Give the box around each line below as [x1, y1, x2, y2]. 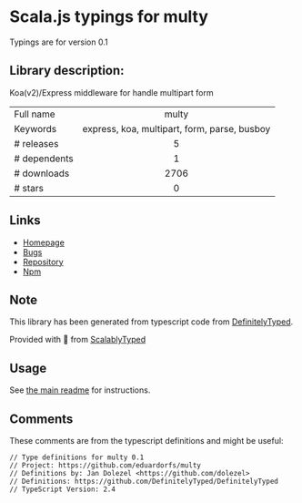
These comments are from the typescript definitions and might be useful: [9, 436, 284, 446]
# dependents [14, 152, 75, 165]
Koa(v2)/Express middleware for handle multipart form [9, 87, 214, 98]
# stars [14, 181, 44, 194]
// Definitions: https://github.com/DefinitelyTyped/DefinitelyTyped [9, 477, 279, 486]
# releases [14, 137, 59, 149]
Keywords [14, 122, 57, 135]
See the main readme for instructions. [9, 385, 151, 395]
